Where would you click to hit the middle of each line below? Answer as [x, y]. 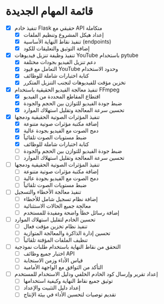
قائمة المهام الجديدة [49, 11]
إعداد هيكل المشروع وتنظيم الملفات [63, 35]
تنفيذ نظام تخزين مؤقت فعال [55, 226]
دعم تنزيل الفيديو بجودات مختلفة [59, 62]
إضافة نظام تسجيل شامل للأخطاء [60, 199]
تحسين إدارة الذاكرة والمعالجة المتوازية [67, 233]
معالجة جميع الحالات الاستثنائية [57, 206]
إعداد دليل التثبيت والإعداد [52, 288]
